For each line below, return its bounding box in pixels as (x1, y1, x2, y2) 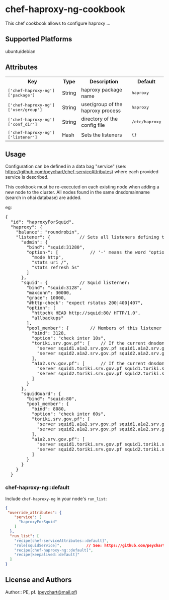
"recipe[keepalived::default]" (14, 552, 80, 558)
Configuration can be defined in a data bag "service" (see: (5, 163, 127, 170)
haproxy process (81, 107, 121, 114)
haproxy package (81, 86, 122, 93)
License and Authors (5, 576, 72, 584)
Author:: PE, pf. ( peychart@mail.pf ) (5, 589, 78, 595)
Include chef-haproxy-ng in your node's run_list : (5, 495, 107, 502)
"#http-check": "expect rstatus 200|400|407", (26, 300, 143, 306)
